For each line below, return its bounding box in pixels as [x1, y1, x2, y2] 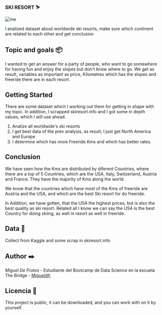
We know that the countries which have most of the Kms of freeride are [5, 185, 148, 191]
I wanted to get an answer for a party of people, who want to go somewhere [5, 61, 158, 67]
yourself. [5, 305, 23, 311]
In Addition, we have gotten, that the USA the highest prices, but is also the [5, 200, 155, 206]
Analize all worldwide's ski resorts [12, 123, 81, 129]
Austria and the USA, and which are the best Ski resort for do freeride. [5, 191, 146, 196]
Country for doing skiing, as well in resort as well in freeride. [5, 210, 126, 216]
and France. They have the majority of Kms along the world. [5, 176, 125, 182]
